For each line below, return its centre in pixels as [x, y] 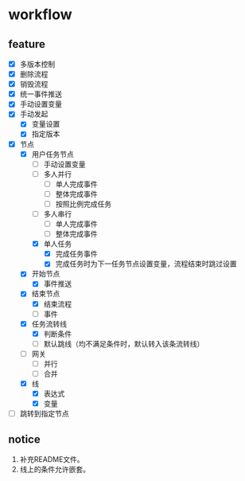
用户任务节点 [52, 154]
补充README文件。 [52, 459]
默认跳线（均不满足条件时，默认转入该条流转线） [124, 343]
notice [25, 439]
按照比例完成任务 [84, 204]
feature [27, 44]
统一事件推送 [41, 94]
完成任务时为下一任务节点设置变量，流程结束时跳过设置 [146, 264]
